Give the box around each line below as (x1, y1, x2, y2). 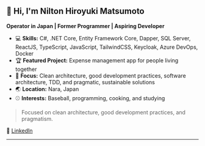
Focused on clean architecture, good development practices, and (21, 108, 186, 116)
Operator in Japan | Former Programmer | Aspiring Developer (6, 22, 165, 29)
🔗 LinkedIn (6, 126, 33, 134)
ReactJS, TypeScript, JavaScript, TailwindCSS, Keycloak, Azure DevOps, (15, 43, 198, 51)
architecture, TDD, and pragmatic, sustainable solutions (15, 78, 156, 86)
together (15, 65, 37, 73)
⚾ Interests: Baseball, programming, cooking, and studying (15, 94, 165, 101)
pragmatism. (21, 115, 53, 122)
